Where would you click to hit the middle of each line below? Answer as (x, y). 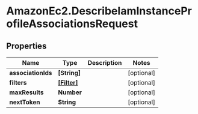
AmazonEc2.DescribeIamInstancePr (99, 11)
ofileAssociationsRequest (72, 24)
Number (70, 92)
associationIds (31, 73)
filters (18, 82)
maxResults (26, 92)
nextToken (25, 102)
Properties (26, 46)
